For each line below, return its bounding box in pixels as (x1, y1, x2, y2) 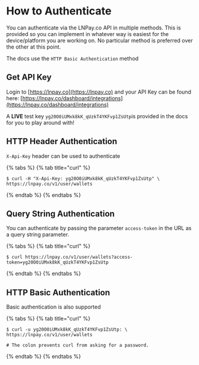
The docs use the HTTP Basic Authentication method (6, 55, 139, 62)
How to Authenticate (6, 4, 112, 18)
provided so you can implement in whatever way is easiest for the (6, 30, 169, 37)
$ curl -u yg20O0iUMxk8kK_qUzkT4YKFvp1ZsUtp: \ (6, 327, 128, 333)
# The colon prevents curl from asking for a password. (6, 342, 149, 349)
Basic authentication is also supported (6, 303, 101, 310)
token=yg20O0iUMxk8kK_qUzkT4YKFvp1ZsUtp (6, 259, 109, 265)
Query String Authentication (6, 208, 115, 219)
